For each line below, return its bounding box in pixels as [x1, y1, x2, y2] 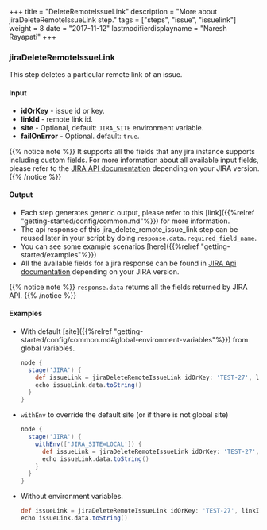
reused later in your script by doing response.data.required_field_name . [20, 233, 257, 242]
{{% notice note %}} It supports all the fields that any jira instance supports [9, 146, 255, 156]
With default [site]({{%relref [20, 326, 112, 336]
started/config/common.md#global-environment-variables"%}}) [20, 335, 231, 344]
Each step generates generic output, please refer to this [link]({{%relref [20, 207, 255, 217]
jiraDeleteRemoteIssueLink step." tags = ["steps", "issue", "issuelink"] [9, 15, 237, 25]
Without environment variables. [20, 492, 124, 501]
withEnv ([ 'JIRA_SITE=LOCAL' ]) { [35, 440, 142, 448]
